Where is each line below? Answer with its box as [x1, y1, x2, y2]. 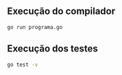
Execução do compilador [7, 6, 116, 17]
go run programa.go [7, 23, 63, 30]
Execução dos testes [7, 43, 98, 54]
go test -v [7, 61, 38, 68]
